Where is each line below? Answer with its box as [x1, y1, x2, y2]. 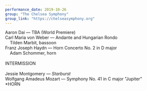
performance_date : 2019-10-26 [5, 7, 67, 12]
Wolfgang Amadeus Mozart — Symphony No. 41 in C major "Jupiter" [5, 76, 143, 82]
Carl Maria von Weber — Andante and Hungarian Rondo [5, 35, 118, 40]
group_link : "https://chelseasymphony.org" [5, 16, 95, 21]
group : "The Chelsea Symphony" [5, 12, 69, 17]
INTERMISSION [5, 60, 36, 66]
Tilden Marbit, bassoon [9, 40, 57, 46]
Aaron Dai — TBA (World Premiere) [5, 30, 76, 36]
